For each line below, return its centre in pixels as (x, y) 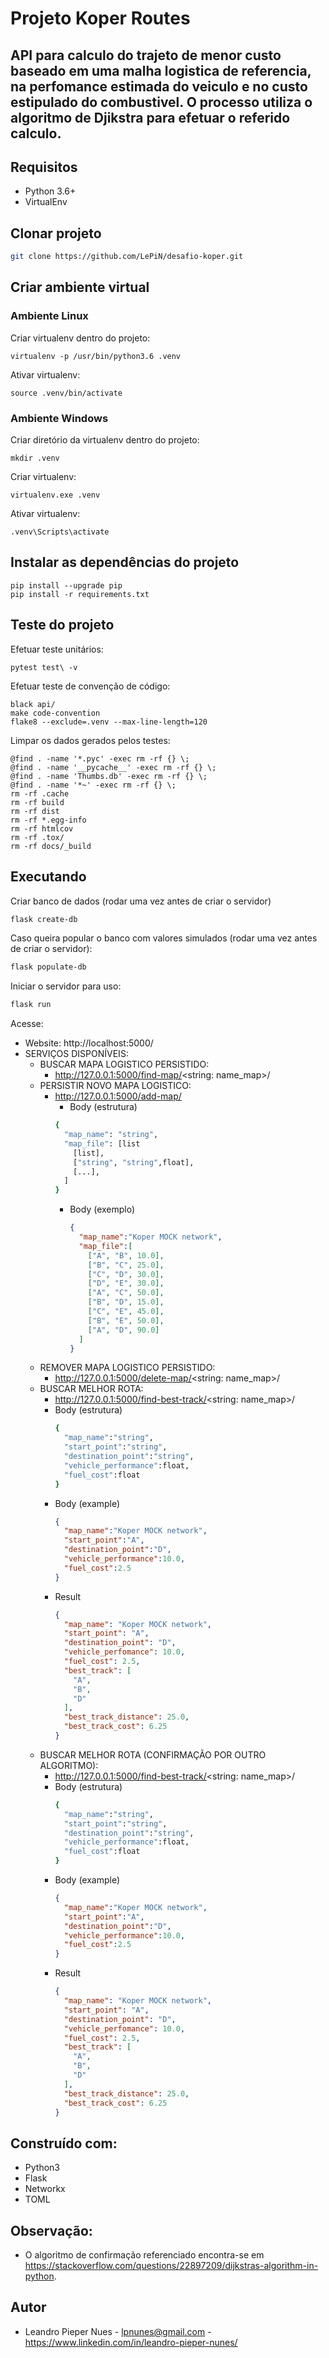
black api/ (33, 704)
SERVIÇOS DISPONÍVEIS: (76, 1054)
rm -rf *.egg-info (48, 820)
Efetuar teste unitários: (57, 649)
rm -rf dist (35, 811)
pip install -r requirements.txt (80, 594)
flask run (31, 1005)
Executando (48, 877)
